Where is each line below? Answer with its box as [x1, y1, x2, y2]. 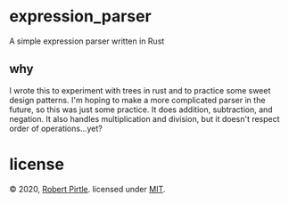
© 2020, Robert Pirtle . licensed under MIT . [9, 183, 166, 194]
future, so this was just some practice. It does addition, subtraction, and [9, 104, 274, 115]
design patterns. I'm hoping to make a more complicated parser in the [9, 94, 266, 105]
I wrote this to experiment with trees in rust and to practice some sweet [9, 85, 271, 95]
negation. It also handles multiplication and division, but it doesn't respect [9, 113, 280, 124]
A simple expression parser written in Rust [9, 36, 165, 46]
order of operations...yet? [9, 123, 103, 134]
